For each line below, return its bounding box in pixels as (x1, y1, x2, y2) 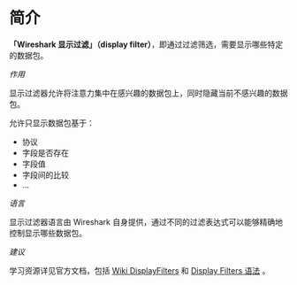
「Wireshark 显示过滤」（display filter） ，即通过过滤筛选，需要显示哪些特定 (9, 39, 284, 50)
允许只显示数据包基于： (9, 117, 95, 128)
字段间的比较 (21, 169, 69, 180)
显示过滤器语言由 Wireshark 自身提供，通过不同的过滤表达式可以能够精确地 (9, 216, 283, 227)
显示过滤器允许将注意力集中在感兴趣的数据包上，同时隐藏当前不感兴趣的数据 (9, 88, 288, 98)
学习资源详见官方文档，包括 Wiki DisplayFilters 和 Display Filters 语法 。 (9, 265, 270, 275)
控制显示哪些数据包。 (9, 227, 87, 238)
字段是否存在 (21, 147, 69, 158)
